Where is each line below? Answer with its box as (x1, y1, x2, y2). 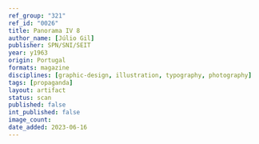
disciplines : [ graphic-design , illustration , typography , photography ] (8, 71, 252, 79)
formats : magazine (8, 64, 70, 72)
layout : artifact (8, 86, 66, 94)
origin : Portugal (8, 57, 66, 65)
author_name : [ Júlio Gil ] (8, 34, 94, 42)
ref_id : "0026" (8, 19, 59, 27)
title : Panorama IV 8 (8, 26, 81, 34)
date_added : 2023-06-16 (8, 123, 88, 131)
